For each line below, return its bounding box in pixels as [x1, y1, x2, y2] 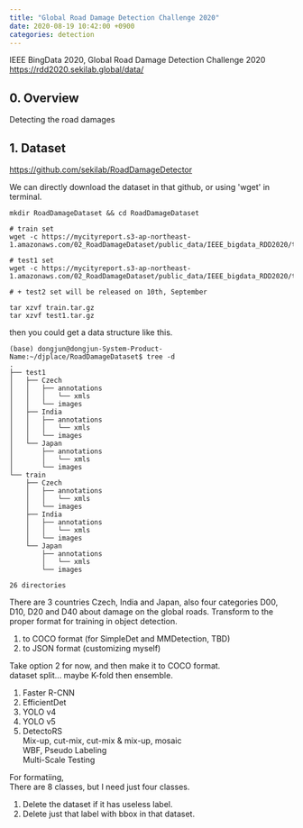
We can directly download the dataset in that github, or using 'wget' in [9, 182, 271, 192]
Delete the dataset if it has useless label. [22, 799, 173, 809]
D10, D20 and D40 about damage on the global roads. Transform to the [9, 606, 273, 617]
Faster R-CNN [22, 687, 75, 698]
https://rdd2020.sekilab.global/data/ [9, 64, 144, 75]
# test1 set [9, 256, 54, 265]
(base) [9, 344, 34, 353]
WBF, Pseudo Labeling [22, 745, 107, 755]
